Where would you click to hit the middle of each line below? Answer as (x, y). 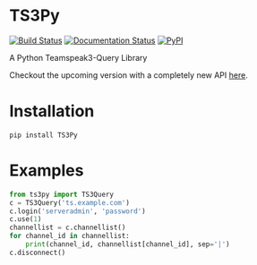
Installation (52, 111)
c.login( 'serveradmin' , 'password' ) (77, 211)
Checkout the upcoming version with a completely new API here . (128, 75)
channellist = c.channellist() (68, 228)
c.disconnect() (38, 252)
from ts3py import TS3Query (62, 194)
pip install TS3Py (43, 135)
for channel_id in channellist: (69, 236)
